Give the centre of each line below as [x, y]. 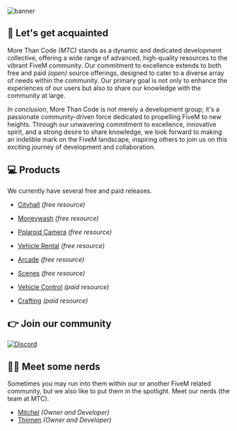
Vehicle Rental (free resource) [61, 245]
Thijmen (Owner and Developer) [64, 420]
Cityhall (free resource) [51, 204]
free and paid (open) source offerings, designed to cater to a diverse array [116, 73]
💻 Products [34, 170]
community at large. [36, 95]
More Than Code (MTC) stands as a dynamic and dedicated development [115, 50]
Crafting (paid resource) [53, 301]
